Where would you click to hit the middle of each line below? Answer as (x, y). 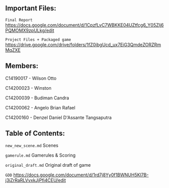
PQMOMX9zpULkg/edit (30, 30)
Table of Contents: (35, 134)
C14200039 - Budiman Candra (37, 98)
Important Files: (31, 8)
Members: (22, 66)
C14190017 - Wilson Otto (31, 78)
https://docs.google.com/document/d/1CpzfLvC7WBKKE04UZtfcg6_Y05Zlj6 (85, 25)
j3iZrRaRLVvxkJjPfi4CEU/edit (36, 180)
